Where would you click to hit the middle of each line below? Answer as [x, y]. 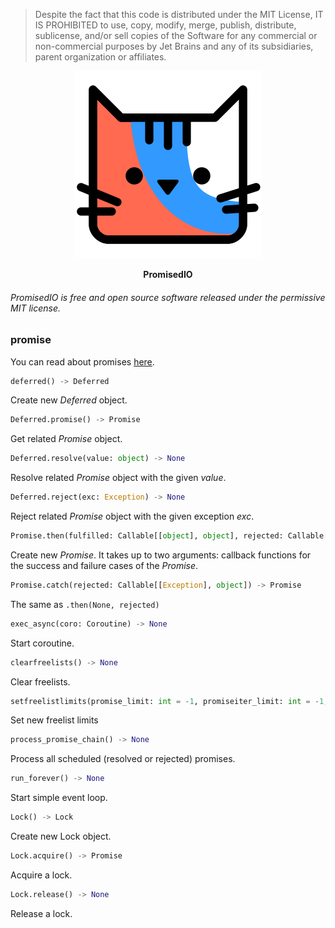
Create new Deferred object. [69, 400]
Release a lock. [41, 913]
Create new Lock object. [61, 836]
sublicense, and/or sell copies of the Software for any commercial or [176, 35]
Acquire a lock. [41, 875]
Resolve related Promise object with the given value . [118, 478]
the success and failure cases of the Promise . [104, 565]
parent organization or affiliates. [100, 57]
